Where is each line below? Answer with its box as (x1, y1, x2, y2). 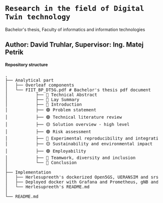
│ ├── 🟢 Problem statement (5, 107, 97, 112)
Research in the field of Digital (5, 4, 145, 13)
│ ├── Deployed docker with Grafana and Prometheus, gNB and (5, 179, 159, 185)
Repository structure (5, 62, 48, 67)
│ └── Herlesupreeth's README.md (5, 184, 90, 189)
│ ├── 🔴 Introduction (5, 101, 82, 107)
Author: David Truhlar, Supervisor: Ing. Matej (5, 41, 144, 49)
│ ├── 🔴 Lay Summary (5, 96, 80, 102)
